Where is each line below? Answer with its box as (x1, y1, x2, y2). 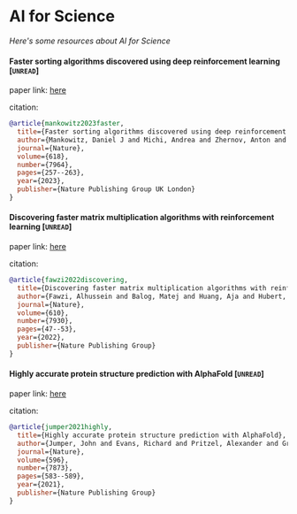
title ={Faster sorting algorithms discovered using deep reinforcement (17, 127, 287, 136)
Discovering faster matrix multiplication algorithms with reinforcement (9, 212, 275, 223)
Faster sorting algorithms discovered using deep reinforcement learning (9, 56, 280, 66)
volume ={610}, (17, 308, 69, 318)
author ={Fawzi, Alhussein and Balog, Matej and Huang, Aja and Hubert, (17, 292, 287, 301)
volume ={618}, (17, 152, 69, 161)
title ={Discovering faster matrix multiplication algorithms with (17, 283, 267, 293)
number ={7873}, (17, 464, 73, 472)
